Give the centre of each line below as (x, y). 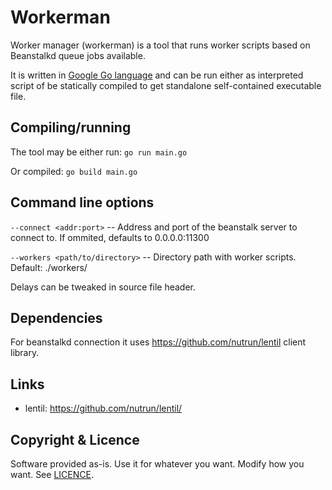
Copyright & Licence (75, 439)
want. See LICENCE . (52, 474)
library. (25, 353)
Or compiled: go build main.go (74, 171)
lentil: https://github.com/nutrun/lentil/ (103, 408)
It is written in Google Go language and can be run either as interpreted (157, 75)
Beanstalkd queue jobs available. (78, 55)
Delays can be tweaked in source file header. (103, 287)
